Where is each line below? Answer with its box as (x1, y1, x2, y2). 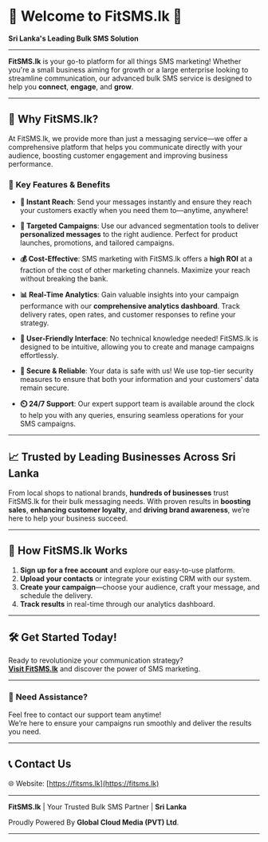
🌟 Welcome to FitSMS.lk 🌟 (8, 7, 183, 26)
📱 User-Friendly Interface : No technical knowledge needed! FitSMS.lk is (19, 334, 259, 344)
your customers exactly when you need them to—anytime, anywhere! (19, 206, 249, 215)
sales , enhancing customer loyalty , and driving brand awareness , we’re (8, 505, 250, 514)
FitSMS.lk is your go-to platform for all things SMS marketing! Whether (8, 56, 242, 66)
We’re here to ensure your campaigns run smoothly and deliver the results (8, 718, 252, 728)
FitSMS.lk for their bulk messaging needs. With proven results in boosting (8, 496, 251, 506)
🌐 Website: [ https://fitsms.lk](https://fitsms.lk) (8, 778, 160, 788)
